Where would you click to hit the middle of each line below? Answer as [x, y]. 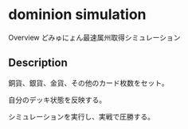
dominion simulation [77, 15]
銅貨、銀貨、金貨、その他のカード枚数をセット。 [88, 83]
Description [38, 63]
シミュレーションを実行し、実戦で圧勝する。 [82, 116]
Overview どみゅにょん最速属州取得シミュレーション [94, 37]
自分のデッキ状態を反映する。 [57, 100]
